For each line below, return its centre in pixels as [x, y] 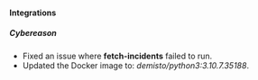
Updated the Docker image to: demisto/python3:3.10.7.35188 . [136, 65]
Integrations [33, 13]
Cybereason [33, 33]
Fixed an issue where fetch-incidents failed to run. [117, 56]
